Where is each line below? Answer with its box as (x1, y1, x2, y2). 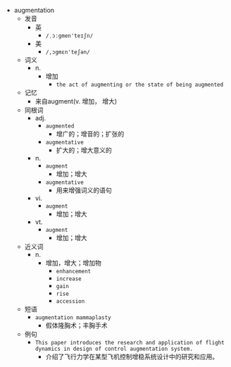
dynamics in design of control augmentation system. (35, 345, 194, 352)
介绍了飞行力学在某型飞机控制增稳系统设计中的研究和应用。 (45, 352, 219, 361)
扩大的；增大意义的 (56, 146, 112, 154)
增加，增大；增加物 (45, 259, 102, 267)
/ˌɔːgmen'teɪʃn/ (45, 32, 94, 39)
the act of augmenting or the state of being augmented (56, 81, 224, 88)
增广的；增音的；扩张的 (56, 130, 125, 138)
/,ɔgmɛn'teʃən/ (45, 49, 90, 56)
